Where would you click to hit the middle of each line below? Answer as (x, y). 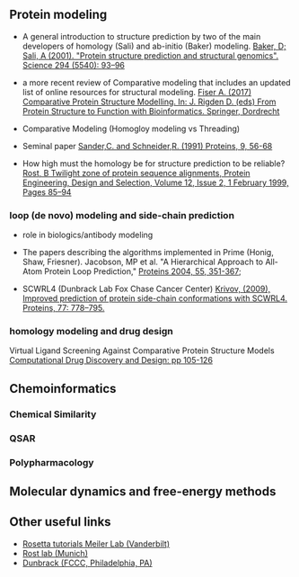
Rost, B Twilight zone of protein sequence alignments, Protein (136, 173)
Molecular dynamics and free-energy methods (143, 491)
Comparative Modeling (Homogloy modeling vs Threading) (131, 129)
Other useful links (60, 522)
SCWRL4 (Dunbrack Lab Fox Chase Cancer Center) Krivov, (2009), (146, 289)
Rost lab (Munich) (55, 553)
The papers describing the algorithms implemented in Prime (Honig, (148, 253)
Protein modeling (58, 15)
